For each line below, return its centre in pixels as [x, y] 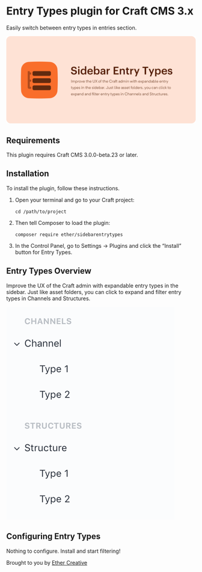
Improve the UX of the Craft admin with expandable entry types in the [92, 285]
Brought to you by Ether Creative [47, 562]
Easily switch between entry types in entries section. [72, 28]
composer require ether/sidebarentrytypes [69, 235]
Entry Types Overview [49, 271]
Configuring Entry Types [54, 537]
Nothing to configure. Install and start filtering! [63, 551]
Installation [28, 174]
